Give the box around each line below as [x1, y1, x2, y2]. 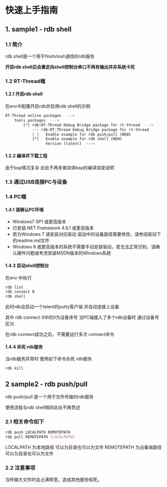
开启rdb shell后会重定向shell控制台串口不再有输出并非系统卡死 [5, 64, 135, 70]
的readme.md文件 [12, 237, 50, 243]
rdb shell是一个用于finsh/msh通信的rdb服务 [5, 53, 95, 59]
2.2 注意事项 [5, 464, 36, 471]
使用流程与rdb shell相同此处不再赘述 [5, 405, 80, 411]
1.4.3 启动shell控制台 [5, 262, 49, 269]
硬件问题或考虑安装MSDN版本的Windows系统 [17, 250, 111, 256]
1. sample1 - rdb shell [5, 25, 72, 33]
